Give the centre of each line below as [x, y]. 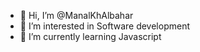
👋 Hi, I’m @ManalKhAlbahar [76, 15]
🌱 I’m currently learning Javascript [90, 36]
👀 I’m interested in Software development [104, 26]
